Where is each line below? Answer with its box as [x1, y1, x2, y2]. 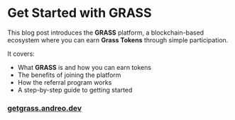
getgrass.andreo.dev [7, 103, 82, 113]
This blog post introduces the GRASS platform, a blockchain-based [7, 28, 204, 37]
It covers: [7, 49, 35, 58]
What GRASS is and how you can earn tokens [17, 63, 151, 71]
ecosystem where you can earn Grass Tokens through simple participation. [7, 35, 229, 44]
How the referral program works [17, 78, 112, 86]
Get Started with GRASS [7, 5, 152, 21]
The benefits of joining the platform [17, 71, 121, 79]
